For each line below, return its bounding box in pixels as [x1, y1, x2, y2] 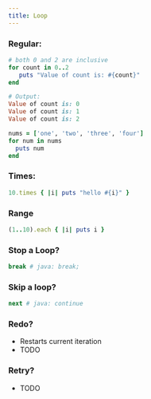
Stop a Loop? [8, 244, 60, 255]
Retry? [8, 365, 35, 376]
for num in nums [8, 136, 62, 144]
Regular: [8, 38, 42, 49]
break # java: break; [8, 263, 80, 271]
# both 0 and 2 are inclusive [8, 56, 109, 64]
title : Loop [8, 11, 48, 20]
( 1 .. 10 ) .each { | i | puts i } [8, 225, 105, 234]
